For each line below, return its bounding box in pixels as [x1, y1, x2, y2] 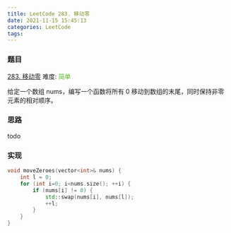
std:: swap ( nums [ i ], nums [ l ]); [45, 193, 134, 201]
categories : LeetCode [7, 23, 71, 30]
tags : [7, 30, 23, 37]
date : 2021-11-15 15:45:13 [7, 17, 87, 24]
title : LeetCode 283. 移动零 [7, 10, 90, 18]
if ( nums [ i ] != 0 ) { [32, 186, 93, 194]
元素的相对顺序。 [7, 96, 57, 104]
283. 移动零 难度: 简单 [7, 72, 71, 80]
